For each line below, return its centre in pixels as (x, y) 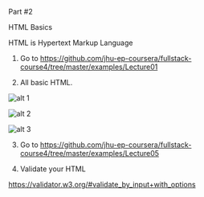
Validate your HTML (53, 169)
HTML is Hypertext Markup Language (71, 43)
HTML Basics (31, 27)
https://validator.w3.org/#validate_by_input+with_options (102, 185)
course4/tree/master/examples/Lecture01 (89, 67)
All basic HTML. (46, 82)
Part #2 (21, 12)
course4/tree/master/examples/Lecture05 (89, 153)
